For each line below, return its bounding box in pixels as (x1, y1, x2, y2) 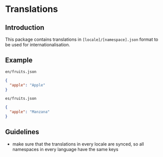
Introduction (5, 23, 45, 32)
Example (5, 56, 33, 65)
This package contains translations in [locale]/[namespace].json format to (5, 36, 159, 42)
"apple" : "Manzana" (9, 109, 50, 115)
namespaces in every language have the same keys (12, 146, 118, 152)
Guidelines (5, 128, 39, 136)
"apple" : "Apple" (9, 82, 46, 87)
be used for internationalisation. (5, 42, 71, 48)
